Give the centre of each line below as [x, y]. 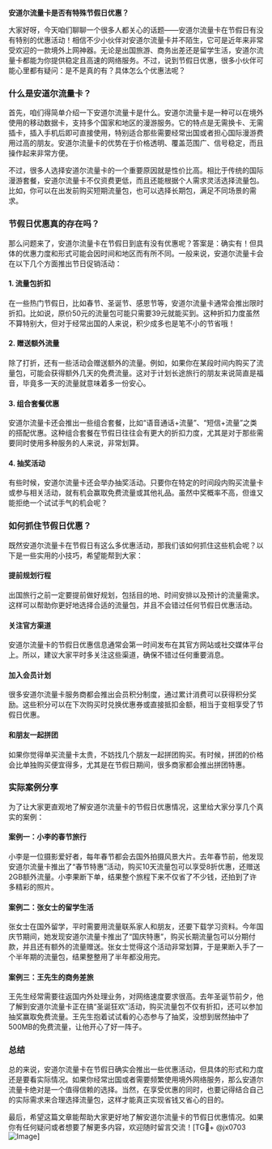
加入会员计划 [30, 675]
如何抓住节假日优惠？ [50, 526]
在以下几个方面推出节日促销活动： [65, 264]
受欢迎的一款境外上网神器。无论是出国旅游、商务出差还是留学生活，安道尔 [132, 50]
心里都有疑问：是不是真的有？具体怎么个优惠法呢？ [100, 71]
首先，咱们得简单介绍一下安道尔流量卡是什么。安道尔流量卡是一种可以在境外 [136, 113]
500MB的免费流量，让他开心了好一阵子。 [77, 1027]
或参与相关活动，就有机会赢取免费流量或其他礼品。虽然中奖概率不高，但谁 [132, 493]
